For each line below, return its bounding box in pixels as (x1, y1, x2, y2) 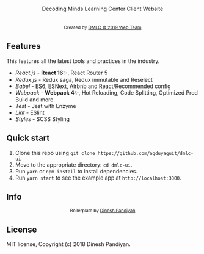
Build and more (15, 96, 54, 103)
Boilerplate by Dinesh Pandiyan (70, 208, 136, 214)
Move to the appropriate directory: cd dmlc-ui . (15, 161, 133, 169)
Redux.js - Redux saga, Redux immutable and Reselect (15, 76, 153, 83)
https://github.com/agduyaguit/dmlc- (97, 150, 194, 156)
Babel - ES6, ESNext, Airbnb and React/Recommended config (15, 82, 171, 90)
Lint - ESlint (15, 109, 45, 116)
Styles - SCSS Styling (15, 115, 70, 123)
